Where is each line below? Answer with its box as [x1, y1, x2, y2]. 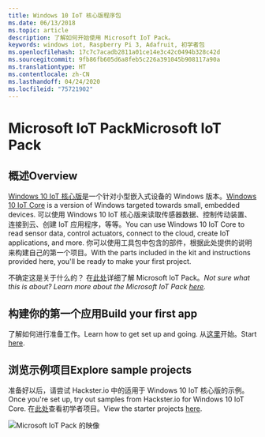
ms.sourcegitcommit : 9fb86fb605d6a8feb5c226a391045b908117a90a [8, 56, 221, 64]
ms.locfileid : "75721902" [8, 85, 93, 93]
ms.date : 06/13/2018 [8, 19, 77, 27]
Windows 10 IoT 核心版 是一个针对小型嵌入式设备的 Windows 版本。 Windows [8, 191, 257, 202]
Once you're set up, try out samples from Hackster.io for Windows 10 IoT [8, 394, 244, 404]
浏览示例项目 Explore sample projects [8, 363, 192, 376]
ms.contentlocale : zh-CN [8, 70, 90, 78]
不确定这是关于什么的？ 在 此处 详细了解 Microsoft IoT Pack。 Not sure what [8, 273, 250, 283]
